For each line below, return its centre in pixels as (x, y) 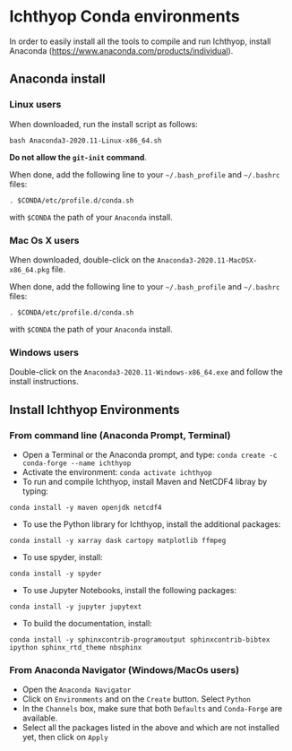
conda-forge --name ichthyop (77, 463)
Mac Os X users (44, 240)
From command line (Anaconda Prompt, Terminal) (120, 435)
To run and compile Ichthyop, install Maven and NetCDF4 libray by (145, 481)
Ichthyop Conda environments (125, 17)
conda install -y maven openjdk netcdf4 (86, 507)
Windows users (44, 352)
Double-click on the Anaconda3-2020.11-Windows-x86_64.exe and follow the (146, 372)
